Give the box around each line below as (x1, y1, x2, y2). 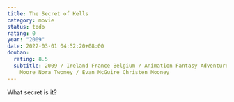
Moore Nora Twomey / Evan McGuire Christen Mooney (19, 68, 170, 75)
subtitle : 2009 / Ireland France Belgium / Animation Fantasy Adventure (13, 62, 229, 69)
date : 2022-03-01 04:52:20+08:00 (7, 43, 104, 50)
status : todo (7, 23, 45, 30)
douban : (7, 50, 30, 57)
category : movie (7, 17, 54, 24)
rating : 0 (7, 29, 36, 37)
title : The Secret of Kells (7, 10, 89, 17)
